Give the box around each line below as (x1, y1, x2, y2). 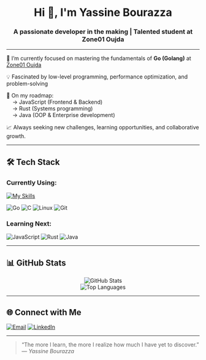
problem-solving (6, 80, 48, 88)
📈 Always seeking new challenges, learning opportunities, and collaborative (6, 124, 199, 131)
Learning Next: (6, 220, 52, 228)
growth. (6, 132, 26, 140)
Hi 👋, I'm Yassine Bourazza (33, 6, 173, 20)
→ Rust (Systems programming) (12, 105, 93, 112)
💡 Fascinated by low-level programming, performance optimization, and (6, 73, 188, 80)
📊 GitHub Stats (6, 258, 66, 268)
